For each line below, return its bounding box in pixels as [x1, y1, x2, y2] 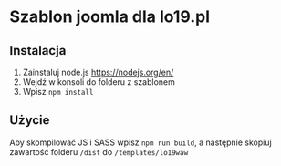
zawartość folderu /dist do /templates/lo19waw [9, 146, 189, 157]
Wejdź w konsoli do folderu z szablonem [22, 77, 175, 88]
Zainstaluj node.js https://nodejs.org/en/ [22, 67, 174, 78]
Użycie [9, 112, 50, 129]
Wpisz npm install [22, 87, 94, 97]
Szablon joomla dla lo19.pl [9, 6, 211, 27]
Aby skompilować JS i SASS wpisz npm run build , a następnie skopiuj [9, 137, 272, 148]
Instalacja [9, 43, 67, 58]
